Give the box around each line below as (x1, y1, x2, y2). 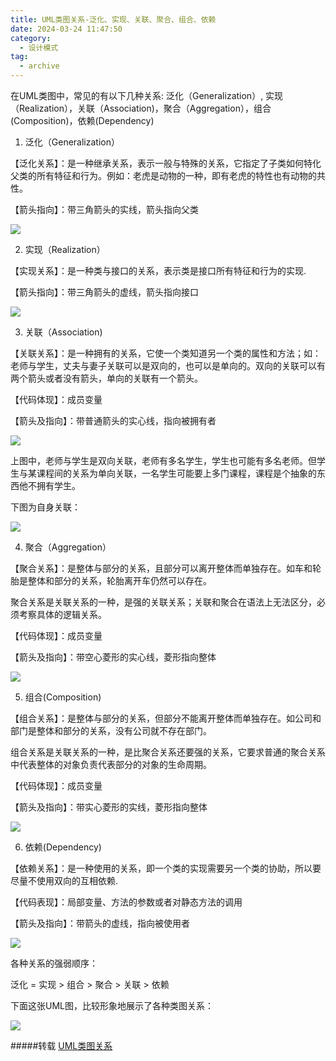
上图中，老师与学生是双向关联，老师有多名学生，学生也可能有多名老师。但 (10, 455, 317, 466)
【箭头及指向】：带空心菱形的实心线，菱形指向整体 (10, 651, 217, 663)
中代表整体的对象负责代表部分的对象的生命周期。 (10, 759, 212, 770)
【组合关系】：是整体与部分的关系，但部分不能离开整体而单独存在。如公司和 (10, 712, 322, 724)
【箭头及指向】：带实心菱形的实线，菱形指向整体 (10, 801, 208, 813)
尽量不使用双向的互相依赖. (10, 875, 119, 886)
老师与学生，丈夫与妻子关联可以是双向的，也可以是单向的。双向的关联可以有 (10, 360, 326, 371)
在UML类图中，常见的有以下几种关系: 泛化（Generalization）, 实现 (10, 90, 284, 101)
